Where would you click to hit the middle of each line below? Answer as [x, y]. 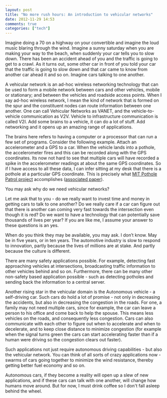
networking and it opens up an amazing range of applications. [69, 127]
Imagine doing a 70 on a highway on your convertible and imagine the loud [82, 43]
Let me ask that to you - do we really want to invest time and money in [77, 199]
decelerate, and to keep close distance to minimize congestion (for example [83, 329]
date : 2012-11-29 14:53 [30, 19]
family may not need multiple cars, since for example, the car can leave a [80, 308]
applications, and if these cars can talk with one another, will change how [81, 380]
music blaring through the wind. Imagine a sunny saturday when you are [79, 48]
